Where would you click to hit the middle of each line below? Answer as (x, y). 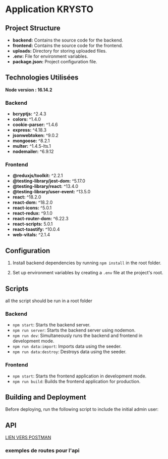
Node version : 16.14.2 (29, 90)
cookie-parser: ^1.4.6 (35, 124)
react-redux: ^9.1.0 (33, 213)
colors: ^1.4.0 (27, 119)
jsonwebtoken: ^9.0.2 (36, 136)
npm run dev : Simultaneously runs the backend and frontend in (77, 336)
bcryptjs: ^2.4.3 (29, 114)
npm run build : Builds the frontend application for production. (76, 381)
